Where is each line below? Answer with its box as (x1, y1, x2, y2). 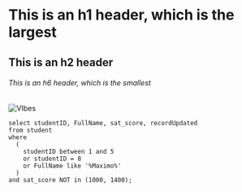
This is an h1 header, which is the (8, 6, 235, 24)
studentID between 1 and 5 (23, 147, 115, 155)
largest (8, 23, 57, 41)
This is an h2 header (8, 55, 114, 69)
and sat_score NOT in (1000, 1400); (8, 176, 132, 184)
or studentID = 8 (23, 155, 82, 163)
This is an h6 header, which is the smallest (8, 78, 152, 88)
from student (8, 126, 53, 134)
